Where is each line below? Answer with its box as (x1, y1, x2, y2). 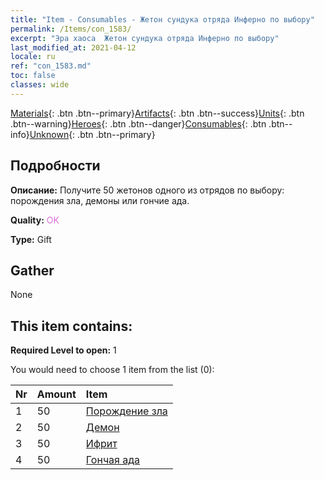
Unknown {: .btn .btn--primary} (29, 128, 156, 140)
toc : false (10, 71, 56, 81)
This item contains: (10, 317, 133, 335)
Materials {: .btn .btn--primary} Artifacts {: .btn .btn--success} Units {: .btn (10, 107, 305, 119)
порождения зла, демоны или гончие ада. (10, 194, 190, 206)
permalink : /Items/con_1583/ (10, 24, 132, 34)
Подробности (10, 157, 101, 175)
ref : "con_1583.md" (10, 61, 92, 71)
